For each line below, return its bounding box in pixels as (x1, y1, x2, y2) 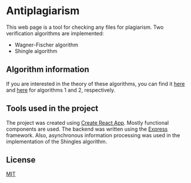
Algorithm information (6, 65, 89, 75)
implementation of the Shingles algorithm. (6, 138, 108, 145)
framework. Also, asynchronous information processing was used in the (6, 131, 180, 139)
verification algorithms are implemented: (6, 29, 104, 36)
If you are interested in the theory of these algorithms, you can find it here (6, 80, 185, 87)
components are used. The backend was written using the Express (6, 125, 168, 132)
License (6, 155, 36, 165)
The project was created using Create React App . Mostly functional (6, 119, 169, 126)
